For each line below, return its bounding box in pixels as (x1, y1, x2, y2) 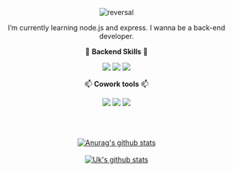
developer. (99, 32, 134, 41)
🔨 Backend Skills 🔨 (85, 47, 148, 56)
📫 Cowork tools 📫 (84, 80, 149, 88)
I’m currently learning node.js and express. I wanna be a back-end (7, 23, 226, 32)
